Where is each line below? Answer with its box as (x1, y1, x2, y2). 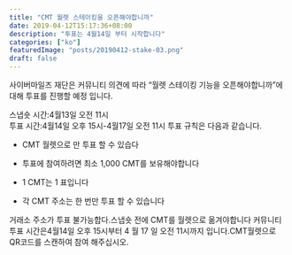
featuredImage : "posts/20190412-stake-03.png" (9, 46, 184, 55)
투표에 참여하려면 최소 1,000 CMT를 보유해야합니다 (21, 158, 200, 168)
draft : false (9, 54, 58, 63)
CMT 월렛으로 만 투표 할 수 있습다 (21, 139, 139, 150)
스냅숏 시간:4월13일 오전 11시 (9, 110, 109, 120)
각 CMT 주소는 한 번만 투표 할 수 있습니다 (21, 196, 165, 206)
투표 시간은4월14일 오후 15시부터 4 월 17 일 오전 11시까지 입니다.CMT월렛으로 (9, 226, 277, 236)
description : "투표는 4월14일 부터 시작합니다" (9, 29, 165, 38)
